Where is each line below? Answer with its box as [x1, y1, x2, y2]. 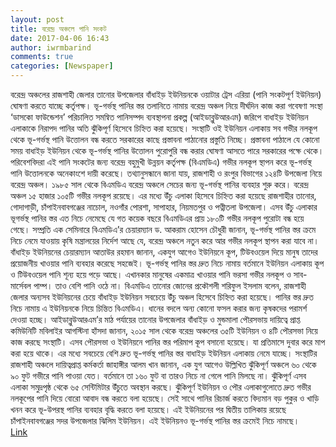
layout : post [10, 14, 65, 25]
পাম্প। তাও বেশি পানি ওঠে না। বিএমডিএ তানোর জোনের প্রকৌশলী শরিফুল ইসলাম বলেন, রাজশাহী [33, 280, 307, 291]
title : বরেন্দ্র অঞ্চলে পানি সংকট [10, 24, 107, 34]
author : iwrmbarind [10, 42, 92, 53]
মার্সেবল [10, 280, 32, 291]
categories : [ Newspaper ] [10, 61, 114, 71]
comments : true [10, 52, 74, 62]
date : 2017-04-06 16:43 [10, 33, 110, 43]
